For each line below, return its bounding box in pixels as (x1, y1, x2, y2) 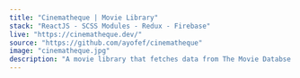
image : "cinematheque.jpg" (9, 47, 110, 56)
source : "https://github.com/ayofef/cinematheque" (9, 38, 203, 48)
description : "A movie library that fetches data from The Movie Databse (9, 55, 292, 64)
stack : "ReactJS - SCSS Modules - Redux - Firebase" (9, 22, 211, 30)
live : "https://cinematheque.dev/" (9, 30, 143, 39)
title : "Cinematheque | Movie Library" (9, 13, 159, 22)
